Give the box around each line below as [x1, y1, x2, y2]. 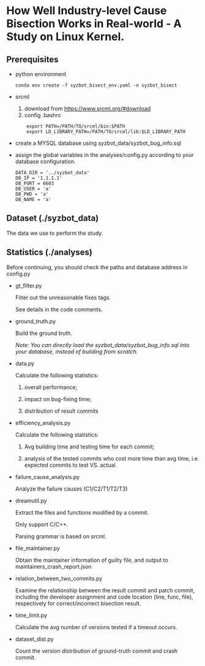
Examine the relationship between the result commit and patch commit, [15, 586, 195, 594]
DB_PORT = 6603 [15, 180, 54, 186]
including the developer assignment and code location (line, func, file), [15, 593, 194, 600]
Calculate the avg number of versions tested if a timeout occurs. [15, 623, 177, 630]
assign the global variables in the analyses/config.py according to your [15, 151, 194, 158]
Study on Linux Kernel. [6, 30, 125, 44]
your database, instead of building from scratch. [15, 348, 138, 355]
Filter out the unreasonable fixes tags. [15, 294, 111, 301]
